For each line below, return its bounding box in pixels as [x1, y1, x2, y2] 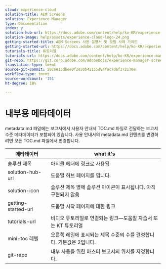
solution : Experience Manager [5, 16, 68, 21]
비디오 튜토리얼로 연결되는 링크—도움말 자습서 [50, 215, 152, 222]
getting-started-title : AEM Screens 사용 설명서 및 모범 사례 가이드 [5, 40, 138, 45]
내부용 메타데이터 [5, 108, 71, 119]
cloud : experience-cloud [5, 7, 56, 12]
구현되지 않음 [50, 191, 80, 198]
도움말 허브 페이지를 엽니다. [50, 172, 111, 179]
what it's [94, 150, 115, 157]
